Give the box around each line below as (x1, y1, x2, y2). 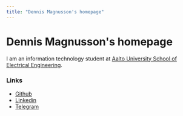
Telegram (15, 103, 39, 110)
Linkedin (15, 96, 37, 103)
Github (15, 90, 32, 97)
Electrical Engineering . (6, 61, 62, 68)
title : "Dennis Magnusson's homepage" (6, 8, 104, 15)
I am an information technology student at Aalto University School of (6, 55, 178, 62)
